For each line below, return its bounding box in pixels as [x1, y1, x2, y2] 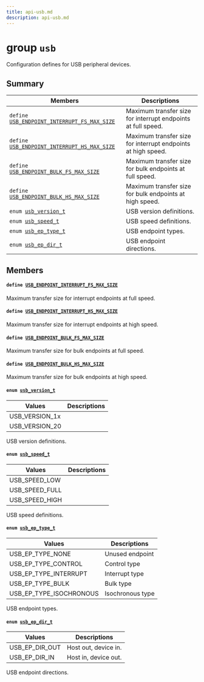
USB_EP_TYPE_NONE [9, 550, 71, 558]
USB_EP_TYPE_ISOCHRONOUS [9, 590, 99, 598]
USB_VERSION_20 [9, 422, 62, 430]
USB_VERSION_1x [9, 412, 61, 420]
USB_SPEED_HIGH [9, 495, 63, 504]
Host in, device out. [66, 653, 122, 662]
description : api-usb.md [6, 15, 69, 21]
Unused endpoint [104, 550, 154, 558]
